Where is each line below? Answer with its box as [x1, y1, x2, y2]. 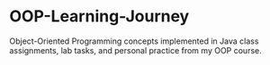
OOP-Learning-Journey [9, 6, 190, 27]
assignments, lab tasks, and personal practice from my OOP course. [9, 45, 263, 55]
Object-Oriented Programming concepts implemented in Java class [9, 36, 259, 46]
